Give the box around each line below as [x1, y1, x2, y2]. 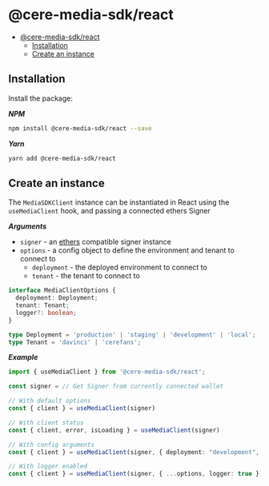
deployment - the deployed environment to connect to [31, 262, 208, 273]
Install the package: [8, 94, 74, 103]
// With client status [8, 418, 84, 427]
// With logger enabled [8, 462, 88, 471]
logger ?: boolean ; [15, 309, 78, 317]
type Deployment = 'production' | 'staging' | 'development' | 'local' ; [8, 330, 256, 339]
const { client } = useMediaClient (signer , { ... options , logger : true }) [8, 470, 263, 478]
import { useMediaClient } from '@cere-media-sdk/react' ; [8, 368, 206, 376]
